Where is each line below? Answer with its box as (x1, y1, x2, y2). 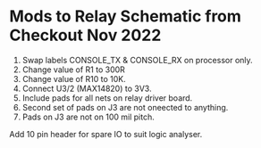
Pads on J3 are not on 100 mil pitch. (21, 111, 155, 122)
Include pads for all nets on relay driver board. (21, 92, 193, 103)
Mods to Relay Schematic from (9, 6, 241, 27)
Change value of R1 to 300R (21, 64, 125, 75)
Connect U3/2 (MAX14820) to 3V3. (21, 83, 152, 94)
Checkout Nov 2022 (9, 25, 162, 45)
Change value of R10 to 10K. (21, 73, 127, 84)
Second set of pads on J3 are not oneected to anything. (21, 102, 229, 112)
